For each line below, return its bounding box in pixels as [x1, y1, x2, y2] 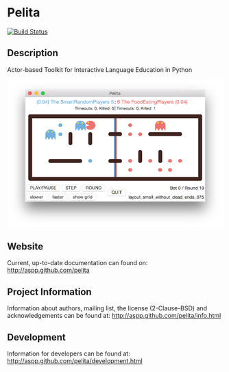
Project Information [7, 286, 92, 297]
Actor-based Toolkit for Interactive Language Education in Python [7, 65, 193, 73]
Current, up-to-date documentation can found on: [7, 259, 148, 267]
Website [7, 240, 43, 252]
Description [7, 47, 58, 59]
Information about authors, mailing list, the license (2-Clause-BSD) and [7, 304, 208, 312]
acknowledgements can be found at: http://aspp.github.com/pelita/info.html [7, 312, 221, 320]
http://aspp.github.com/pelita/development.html [7, 357, 143, 365]
